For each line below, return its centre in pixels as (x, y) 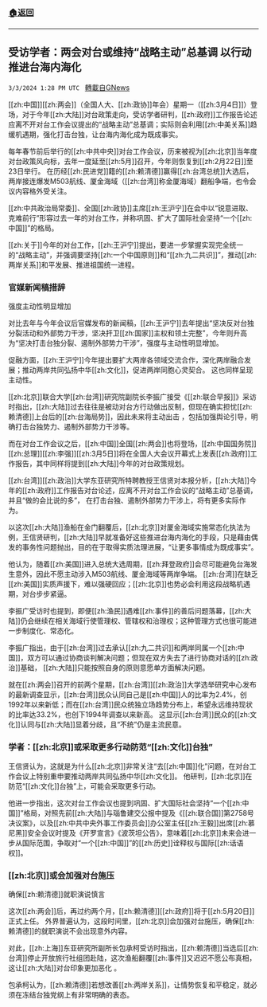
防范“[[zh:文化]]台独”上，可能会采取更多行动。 (84, 786)
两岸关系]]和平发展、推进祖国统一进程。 (74, 265)
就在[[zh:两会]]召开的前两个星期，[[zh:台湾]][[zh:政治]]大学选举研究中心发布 (132, 685)
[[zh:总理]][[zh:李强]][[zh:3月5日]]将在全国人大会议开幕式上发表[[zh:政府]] (129, 454)
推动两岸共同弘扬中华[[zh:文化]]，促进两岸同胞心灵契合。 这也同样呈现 (137, 370)
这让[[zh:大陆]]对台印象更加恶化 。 (65, 968)
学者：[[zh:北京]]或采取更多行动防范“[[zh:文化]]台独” (110, 747)
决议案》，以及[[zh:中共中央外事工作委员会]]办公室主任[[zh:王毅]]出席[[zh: (128, 823)
